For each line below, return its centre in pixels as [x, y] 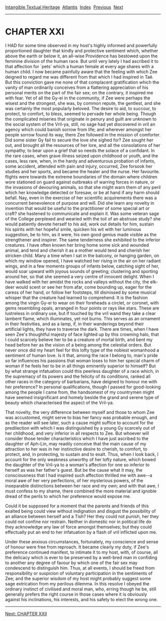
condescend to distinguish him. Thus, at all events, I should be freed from [80, 568]
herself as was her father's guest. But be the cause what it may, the [74, 470]
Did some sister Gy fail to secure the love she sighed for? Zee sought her [79, 140]
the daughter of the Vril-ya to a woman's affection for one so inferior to [77, 465]
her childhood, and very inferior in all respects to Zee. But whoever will [77, 433]
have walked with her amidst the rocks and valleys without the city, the [77, 282]
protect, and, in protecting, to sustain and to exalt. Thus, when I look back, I [82, 454]
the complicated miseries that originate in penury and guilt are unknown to [81, 119]
